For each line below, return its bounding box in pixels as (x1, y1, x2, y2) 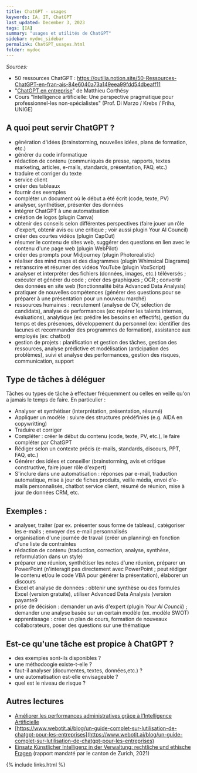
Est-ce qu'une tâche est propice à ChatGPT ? (6, 639, 174, 649)
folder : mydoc (6, 47, 41, 53)
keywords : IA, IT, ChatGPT (6, 14, 72, 20)
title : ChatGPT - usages (6, 8, 67, 15)
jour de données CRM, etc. (14, 489, 80, 496)
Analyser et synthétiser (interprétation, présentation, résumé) (14, 407, 163, 415)
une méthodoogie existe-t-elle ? (14, 661, 92, 668)
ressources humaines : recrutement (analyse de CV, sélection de (14, 301, 171, 308)
